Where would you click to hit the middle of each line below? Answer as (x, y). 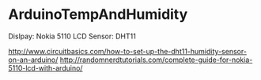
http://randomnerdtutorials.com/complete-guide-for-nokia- (156, 60)
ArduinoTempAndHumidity (98, 15)
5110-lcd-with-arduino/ (45, 67)
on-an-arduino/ (33, 60)
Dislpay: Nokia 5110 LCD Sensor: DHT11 (72, 36)
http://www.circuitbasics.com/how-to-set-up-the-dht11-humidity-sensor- (128, 51)
